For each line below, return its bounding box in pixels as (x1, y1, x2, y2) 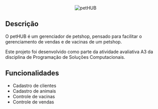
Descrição (5, 19, 39, 28)
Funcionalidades (5, 69, 60, 78)
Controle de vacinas (12, 93, 55, 99)
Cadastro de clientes (12, 82, 57, 89)
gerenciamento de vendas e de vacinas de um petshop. (5, 38, 122, 45)
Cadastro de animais (12, 88, 56, 94)
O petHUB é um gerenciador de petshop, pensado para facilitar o (5, 33, 142, 39)
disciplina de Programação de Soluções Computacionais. (5, 54, 125, 60)
